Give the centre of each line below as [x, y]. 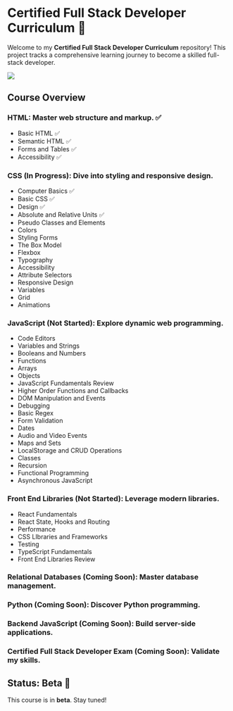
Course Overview [46, 97]
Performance [37, 529]
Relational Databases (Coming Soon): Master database [103, 577]
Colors [27, 229]
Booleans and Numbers [52, 353]
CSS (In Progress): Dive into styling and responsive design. [110, 175]
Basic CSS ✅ [36, 199]
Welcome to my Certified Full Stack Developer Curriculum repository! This [117, 47]
